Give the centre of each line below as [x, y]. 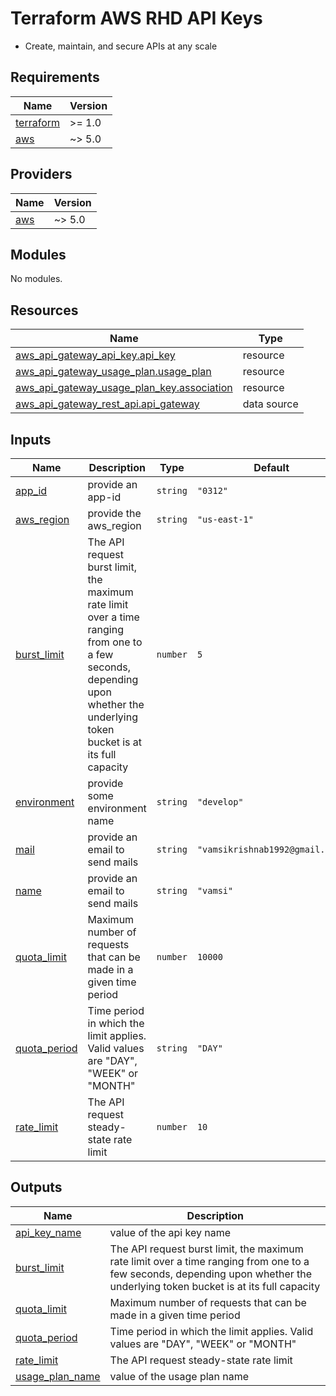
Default [271, 467]
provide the [114, 513]
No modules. [36, 279]
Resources [44, 310]
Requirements [55, 77]
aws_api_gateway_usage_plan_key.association [124, 388]
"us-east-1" [225, 519]
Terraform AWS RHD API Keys [136, 18]
